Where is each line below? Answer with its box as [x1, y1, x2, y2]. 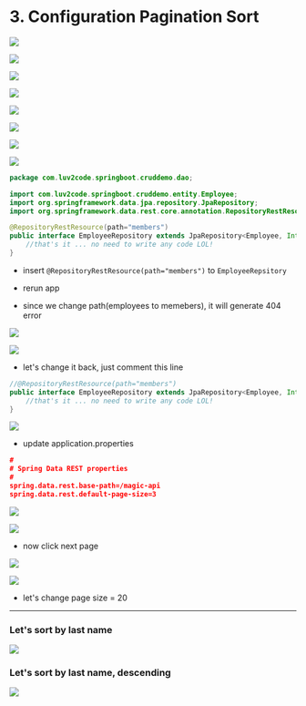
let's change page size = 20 [22, 592, 127, 603]
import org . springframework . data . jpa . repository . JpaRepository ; [9, 198, 259, 207]
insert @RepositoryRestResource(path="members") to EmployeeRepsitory [22, 264, 287, 275]
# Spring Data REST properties [9, 465, 128, 474]
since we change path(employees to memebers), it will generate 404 [22, 300, 281, 311]
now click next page [22, 540, 98, 551]
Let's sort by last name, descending [9, 667, 171, 680]
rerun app [22, 282, 60, 293]
